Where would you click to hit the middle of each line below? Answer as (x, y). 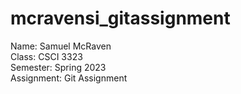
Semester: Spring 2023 (58, 67)
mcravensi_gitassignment (120, 18)
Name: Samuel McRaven (61, 46)
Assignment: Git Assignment (69, 78)
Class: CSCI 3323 (46, 56)
